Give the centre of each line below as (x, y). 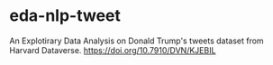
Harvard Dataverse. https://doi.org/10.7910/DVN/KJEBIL (113, 50)
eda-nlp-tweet (65, 16)
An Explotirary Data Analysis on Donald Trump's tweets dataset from (136, 41)
